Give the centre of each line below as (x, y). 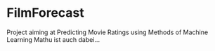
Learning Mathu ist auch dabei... (53, 39)
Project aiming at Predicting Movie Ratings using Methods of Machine (107, 32)
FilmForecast (46, 13)
